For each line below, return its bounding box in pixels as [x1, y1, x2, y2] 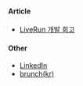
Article [8, 6, 31, 16]
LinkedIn [19, 61, 48, 70]
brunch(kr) [19, 69, 55, 79]
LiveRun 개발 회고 [19, 24, 75, 35]
